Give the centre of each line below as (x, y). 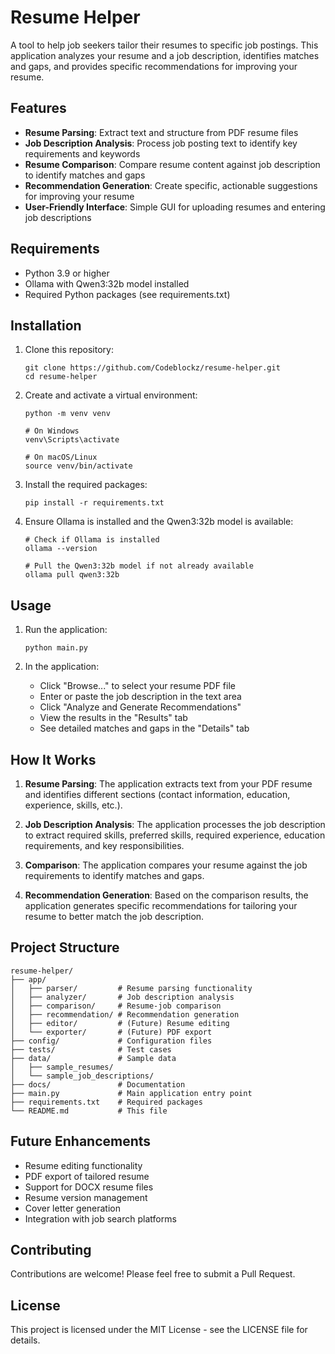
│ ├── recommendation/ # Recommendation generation (125, 1014)
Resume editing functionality (83, 1165)
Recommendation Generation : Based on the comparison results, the (166, 895)
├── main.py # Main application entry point (131, 1093)
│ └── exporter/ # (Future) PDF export (111, 1032)
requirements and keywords (82, 153)
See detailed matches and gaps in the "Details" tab (144, 728)
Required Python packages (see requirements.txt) (127, 294)
